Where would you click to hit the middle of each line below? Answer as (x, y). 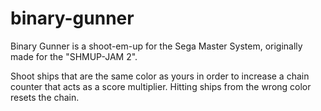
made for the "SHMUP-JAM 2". (74, 56)
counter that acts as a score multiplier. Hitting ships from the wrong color (161, 86)
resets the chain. (45, 97)
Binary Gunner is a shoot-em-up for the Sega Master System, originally (156, 46)
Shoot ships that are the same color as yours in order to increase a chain (160, 76)
